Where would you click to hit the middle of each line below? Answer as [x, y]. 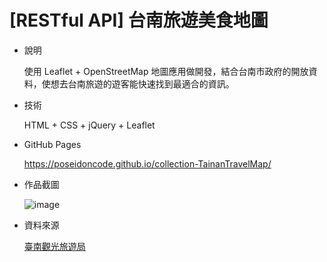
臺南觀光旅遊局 [54, 246]
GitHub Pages [52, 144]
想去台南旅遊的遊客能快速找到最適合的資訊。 [142, 83]
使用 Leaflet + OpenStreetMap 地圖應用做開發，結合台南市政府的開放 [166, 71]
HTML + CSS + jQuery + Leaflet [89, 125]
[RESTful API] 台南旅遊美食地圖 [139, 20]
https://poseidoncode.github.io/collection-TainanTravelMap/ [147, 163]
